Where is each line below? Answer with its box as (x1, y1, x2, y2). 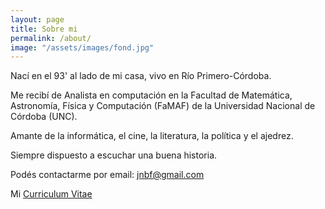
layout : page (10, 14, 65, 25)
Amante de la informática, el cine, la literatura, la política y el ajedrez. (10, 130, 294, 142)
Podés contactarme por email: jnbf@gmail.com (10, 169, 205, 181)
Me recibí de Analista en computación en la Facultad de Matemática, (10, 89, 293, 101)
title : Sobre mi (10, 24, 78, 34)
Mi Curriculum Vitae (10, 188, 93, 200)
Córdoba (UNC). (10, 111, 78, 123)
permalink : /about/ (10, 33, 92, 43)
